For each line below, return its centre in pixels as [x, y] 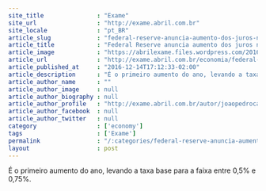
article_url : [55, 60]
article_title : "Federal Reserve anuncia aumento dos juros [131, 45]
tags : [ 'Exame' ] [72, 133]
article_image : [55, 52]
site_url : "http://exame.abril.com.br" [104, 23]
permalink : [55, 141]
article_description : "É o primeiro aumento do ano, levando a [125, 74]
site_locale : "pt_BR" [68, 30]
